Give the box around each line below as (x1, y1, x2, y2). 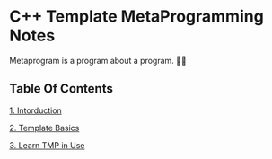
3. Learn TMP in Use (9, 139, 85, 150)
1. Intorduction (9, 105, 63, 116)
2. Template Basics (9, 122, 80, 133)
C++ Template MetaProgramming (9, 6, 265, 27)
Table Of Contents (9, 81, 114, 96)
